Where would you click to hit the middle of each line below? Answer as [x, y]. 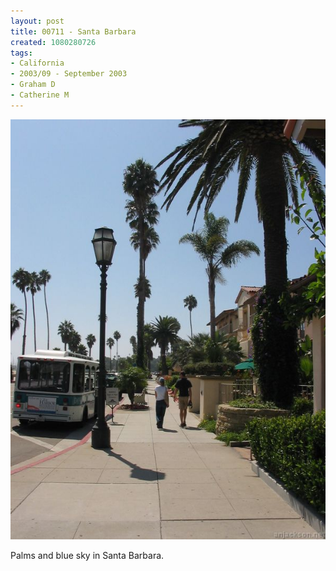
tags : [21, 53]
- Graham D [33, 85]
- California [37, 63]
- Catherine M [40, 95]
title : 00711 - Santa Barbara [73, 31]
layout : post [37, 21]
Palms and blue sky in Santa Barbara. [87, 555]
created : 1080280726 [53, 42]
